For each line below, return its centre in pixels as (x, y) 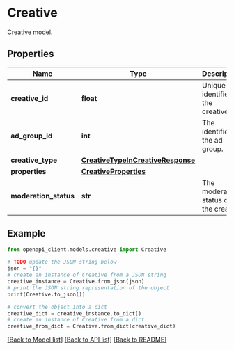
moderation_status (43, 196)
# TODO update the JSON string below (62, 262)
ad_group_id (32, 136)
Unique (214, 85)
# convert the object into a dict (57, 307)
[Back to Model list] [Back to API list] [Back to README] (87, 340)
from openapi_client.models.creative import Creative (87, 249)
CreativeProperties (114, 171)
